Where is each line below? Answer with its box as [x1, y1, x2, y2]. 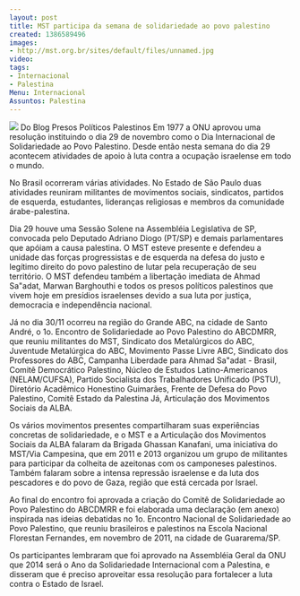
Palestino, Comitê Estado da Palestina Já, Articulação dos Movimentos [9, 393, 270, 404]
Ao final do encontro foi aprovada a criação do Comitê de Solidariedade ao [9, 495, 286, 505]
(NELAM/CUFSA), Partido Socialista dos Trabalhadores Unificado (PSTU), [9, 374, 281, 385]
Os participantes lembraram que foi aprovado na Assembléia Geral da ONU [9, 550, 287, 561]
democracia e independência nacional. [9, 299, 152, 310]
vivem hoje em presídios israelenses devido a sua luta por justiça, [9, 290, 252, 301]
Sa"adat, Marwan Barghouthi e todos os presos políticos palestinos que [9, 281, 274, 291]
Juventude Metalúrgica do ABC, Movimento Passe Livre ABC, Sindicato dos [9, 346, 288, 357]
